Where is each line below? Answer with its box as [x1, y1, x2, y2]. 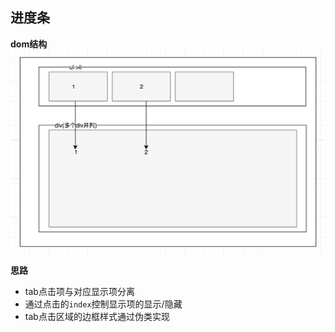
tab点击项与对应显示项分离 [24, 286, 135, 298]
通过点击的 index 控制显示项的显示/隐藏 [24, 298, 183, 310]
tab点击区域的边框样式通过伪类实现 [24, 311, 170, 323]
